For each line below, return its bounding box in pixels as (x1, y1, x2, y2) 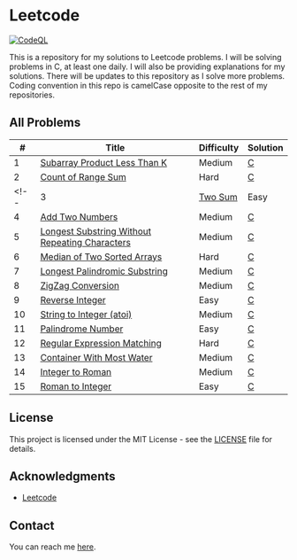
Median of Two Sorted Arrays (40, 250, 163, 262)
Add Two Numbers (40, 210, 118, 222)
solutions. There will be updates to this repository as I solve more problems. (9, 70, 286, 81)
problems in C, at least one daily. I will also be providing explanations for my (9, 61, 286, 72)
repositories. (9, 89, 56, 100)
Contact (9, 517, 55, 533)
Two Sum (198, 191, 238, 203)
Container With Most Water (40, 351, 153, 363)
